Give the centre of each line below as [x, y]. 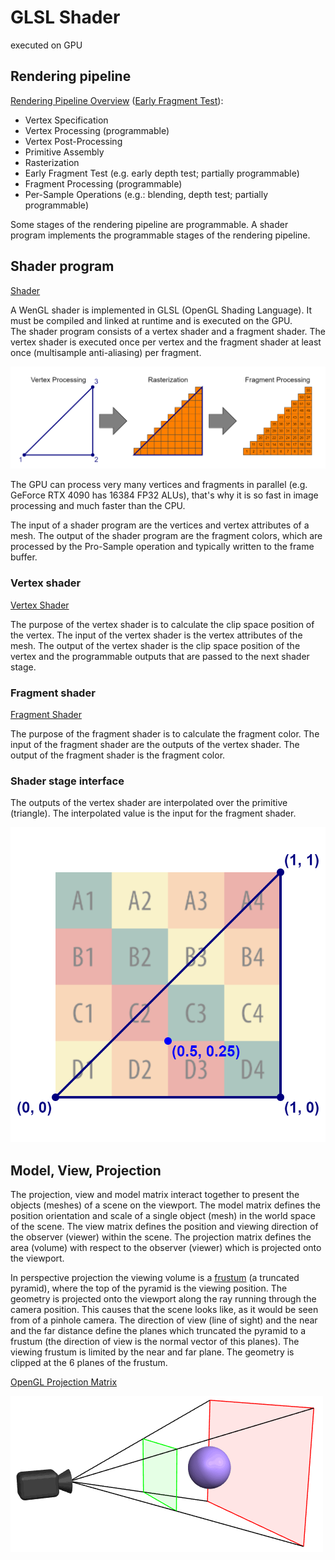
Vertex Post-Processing [73, 141]
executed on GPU [46, 45]
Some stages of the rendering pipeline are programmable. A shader [149, 224]
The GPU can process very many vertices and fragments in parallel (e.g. [159, 485]
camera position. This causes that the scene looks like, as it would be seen [164, 1310]
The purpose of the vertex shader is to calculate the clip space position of [162, 624]
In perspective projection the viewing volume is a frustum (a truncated [155, 1278]
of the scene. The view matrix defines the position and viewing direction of [164, 1227]
